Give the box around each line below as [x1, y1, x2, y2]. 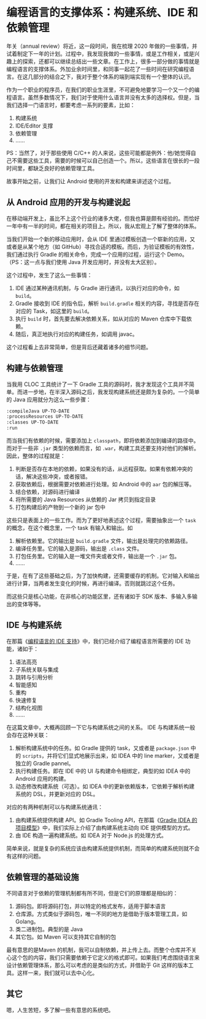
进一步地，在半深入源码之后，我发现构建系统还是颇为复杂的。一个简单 [22, 388, 200, 395]
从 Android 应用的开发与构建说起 [6, 197, 131, 208]
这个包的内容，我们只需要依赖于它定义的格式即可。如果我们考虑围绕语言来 [11, 953, 200, 961]
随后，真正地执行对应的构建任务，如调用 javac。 [15, 330, 138, 338]
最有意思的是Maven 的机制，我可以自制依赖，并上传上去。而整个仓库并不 [6, 946, 192, 953]
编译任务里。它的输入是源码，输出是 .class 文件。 [15, 545, 143, 552]
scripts [22, 753, 42, 759]
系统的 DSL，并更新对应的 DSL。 [15, 790, 99, 797]
